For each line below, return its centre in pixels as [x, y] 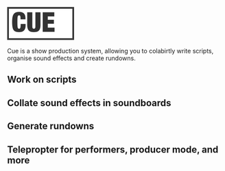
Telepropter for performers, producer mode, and [113, 149]
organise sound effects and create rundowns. [71, 58]
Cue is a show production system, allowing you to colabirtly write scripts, [110, 51]
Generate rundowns [51, 126]
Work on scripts [42, 80]
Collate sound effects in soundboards [89, 103]
